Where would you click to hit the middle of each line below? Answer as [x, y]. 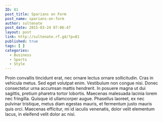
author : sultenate [24, 23]
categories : [17, 50]
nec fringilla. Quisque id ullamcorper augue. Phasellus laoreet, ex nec [75, 99]
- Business [20, 55]
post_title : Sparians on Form [36, 14]
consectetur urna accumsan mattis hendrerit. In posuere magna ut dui [75, 88]
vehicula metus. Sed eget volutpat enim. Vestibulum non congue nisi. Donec [82, 83]
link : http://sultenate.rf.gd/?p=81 [42, 37]
